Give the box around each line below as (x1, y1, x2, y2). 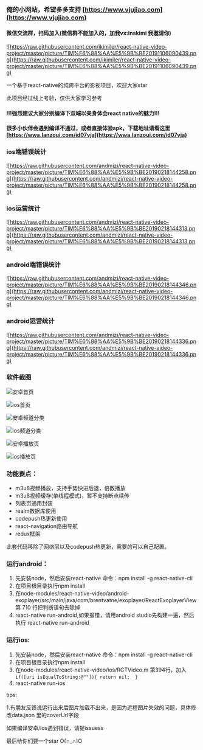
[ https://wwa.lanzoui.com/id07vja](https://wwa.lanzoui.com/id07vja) (6, 131, 187, 139)
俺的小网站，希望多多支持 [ (6, 5, 85, 13)
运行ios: (6, 636, 30, 644)
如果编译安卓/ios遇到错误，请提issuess (6, 724, 104, 731)
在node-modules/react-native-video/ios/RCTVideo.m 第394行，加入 (15, 666, 187, 673)
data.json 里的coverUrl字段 (11, 711, 79, 718)
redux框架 (15, 530, 41, 538)
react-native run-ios (15, 679, 66, 687)
